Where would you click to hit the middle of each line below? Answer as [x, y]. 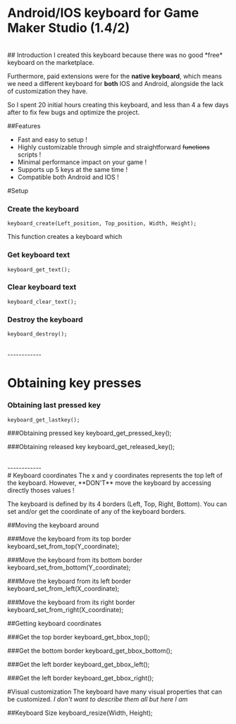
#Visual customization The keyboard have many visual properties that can [115, 692]
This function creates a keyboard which [65, 237]
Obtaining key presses [75, 383]
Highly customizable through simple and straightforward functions [113, 147]
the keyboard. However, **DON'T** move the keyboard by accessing [109, 483]
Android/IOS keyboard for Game [103, 13]
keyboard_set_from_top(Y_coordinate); [63, 546]
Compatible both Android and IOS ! [68, 177]
